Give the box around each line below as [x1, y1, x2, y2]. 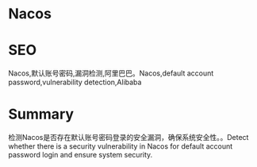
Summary [8, 105, 74, 123]
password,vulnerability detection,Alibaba [8, 77, 142, 87]
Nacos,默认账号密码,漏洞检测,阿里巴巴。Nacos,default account [8, 68, 214, 78]
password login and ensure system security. [8, 150, 153, 160]
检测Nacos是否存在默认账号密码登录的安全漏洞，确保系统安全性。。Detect [8, 133, 249, 142]
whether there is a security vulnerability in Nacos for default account [8, 142, 233, 151]
